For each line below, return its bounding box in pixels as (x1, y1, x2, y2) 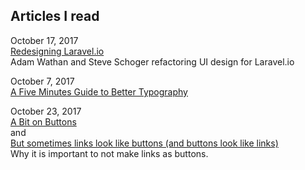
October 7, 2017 (10, 75, 75, 87)
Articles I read (10, 8, 100, 25)
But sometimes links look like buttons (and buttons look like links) (10, 137, 279, 149)
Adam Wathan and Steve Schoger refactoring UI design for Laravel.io (10, 55, 295, 68)
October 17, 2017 (10, 34, 79, 46)
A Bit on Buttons (10, 115, 77, 128)
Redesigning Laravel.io (10, 45, 105, 57)
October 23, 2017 (10, 105, 82, 117)
